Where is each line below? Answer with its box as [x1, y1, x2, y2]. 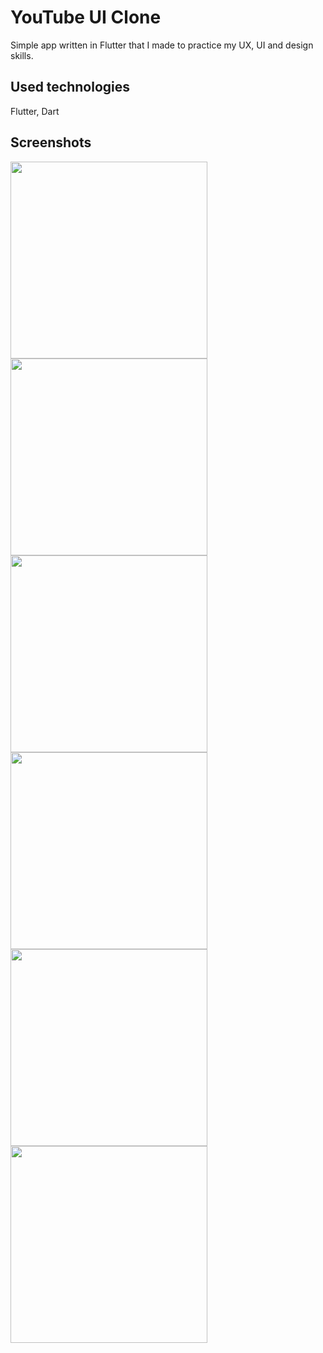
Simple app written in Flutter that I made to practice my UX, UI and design [10, 39, 314, 51]
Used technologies [10, 79, 131, 96]
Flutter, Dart [10, 105, 60, 117]
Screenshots [10, 134, 92, 151]
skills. [10, 49, 34, 61]
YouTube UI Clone [10, 6, 162, 29]
